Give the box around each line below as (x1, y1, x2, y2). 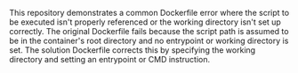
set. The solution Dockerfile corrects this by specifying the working (9, 45, 256, 55)
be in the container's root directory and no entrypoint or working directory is (9, 35, 289, 46)
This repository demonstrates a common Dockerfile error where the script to (9, 8, 290, 18)
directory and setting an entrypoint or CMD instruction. (9, 55, 211, 64)
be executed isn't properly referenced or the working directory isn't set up (9, 17, 282, 27)
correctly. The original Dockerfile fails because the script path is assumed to (9, 26, 289, 36)
